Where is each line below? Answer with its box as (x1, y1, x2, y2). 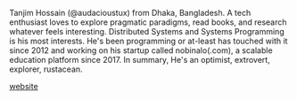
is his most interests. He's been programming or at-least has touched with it (9, 35, 288, 46)
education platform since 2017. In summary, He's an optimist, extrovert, (9, 55, 270, 65)
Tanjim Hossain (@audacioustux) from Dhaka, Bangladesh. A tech (9, 8, 252, 18)
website (9, 81, 38, 91)
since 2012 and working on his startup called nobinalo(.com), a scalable (9, 45, 274, 56)
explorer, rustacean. (9, 64, 83, 74)
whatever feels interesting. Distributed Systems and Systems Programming (9, 27, 285, 36)
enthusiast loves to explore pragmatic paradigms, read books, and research (9, 17, 287, 27)
